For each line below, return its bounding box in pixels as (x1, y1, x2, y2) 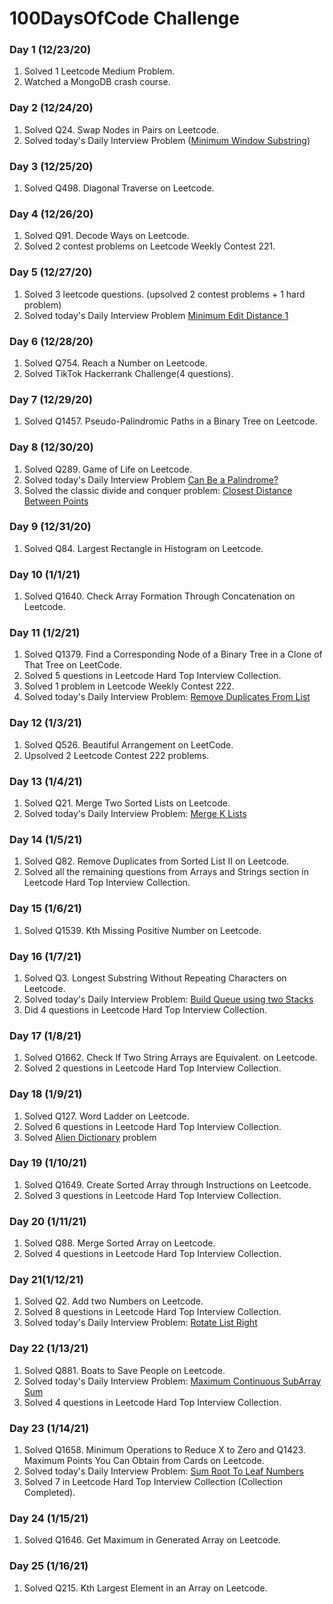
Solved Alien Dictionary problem (23, 1131, 157, 1143)
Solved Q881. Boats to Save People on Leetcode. (23, 1364, 226, 1376)
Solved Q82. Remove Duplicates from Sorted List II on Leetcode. (23, 855, 290, 867)
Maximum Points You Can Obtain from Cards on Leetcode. (23, 1455, 265, 1467)
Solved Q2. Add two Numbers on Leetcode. (23, 1295, 204, 1307)
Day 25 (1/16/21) (9, 1559, 89, 1573)
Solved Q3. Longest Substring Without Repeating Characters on (23, 972, 287, 984)
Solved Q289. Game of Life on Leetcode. (23, 463, 192, 475)
